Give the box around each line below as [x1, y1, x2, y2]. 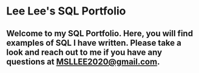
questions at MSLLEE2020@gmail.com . [6, 56, 160, 67]
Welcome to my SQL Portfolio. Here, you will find [6, 28, 193, 39]
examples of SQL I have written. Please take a [6, 37, 182, 48]
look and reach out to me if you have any [6, 47, 163, 57]
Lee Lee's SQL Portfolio [6, 4, 126, 18]
